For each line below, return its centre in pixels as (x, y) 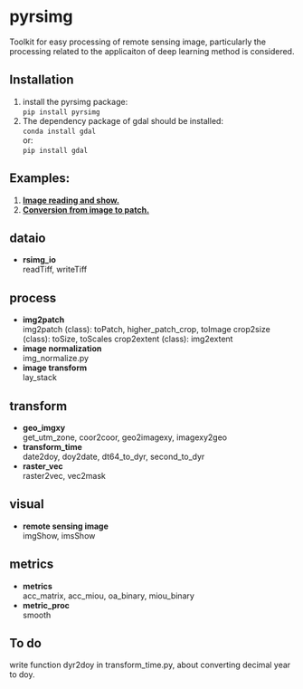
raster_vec (43, 466)
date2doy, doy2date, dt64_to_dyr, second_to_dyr (114, 456)
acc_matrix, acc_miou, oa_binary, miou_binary (108, 596)
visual (27, 504)
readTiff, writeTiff (55, 270)
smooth (37, 615)
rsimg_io (39, 260)
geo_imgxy (44, 428)
